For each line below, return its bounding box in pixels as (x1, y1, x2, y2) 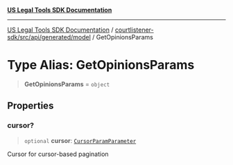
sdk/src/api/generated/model (7, 33, 92, 41)
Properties (7, 100, 54, 112)
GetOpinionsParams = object (24, 79, 110, 88)
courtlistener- (114, 26, 154, 34)
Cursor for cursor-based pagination (7, 150, 109, 158)
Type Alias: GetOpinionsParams (7, 57, 195, 73)
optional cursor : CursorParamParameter (24, 136, 137, 144)
